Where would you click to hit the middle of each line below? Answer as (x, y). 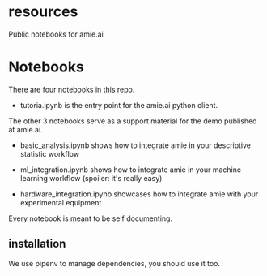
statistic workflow (49, 153)
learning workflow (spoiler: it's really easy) (91, 178)
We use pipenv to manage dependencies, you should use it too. (114, 263)
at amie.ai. (25, 129)
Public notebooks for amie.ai (56, 34)
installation (37, 244)
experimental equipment (61, 202)
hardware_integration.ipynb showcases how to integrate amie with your (139, 194)
